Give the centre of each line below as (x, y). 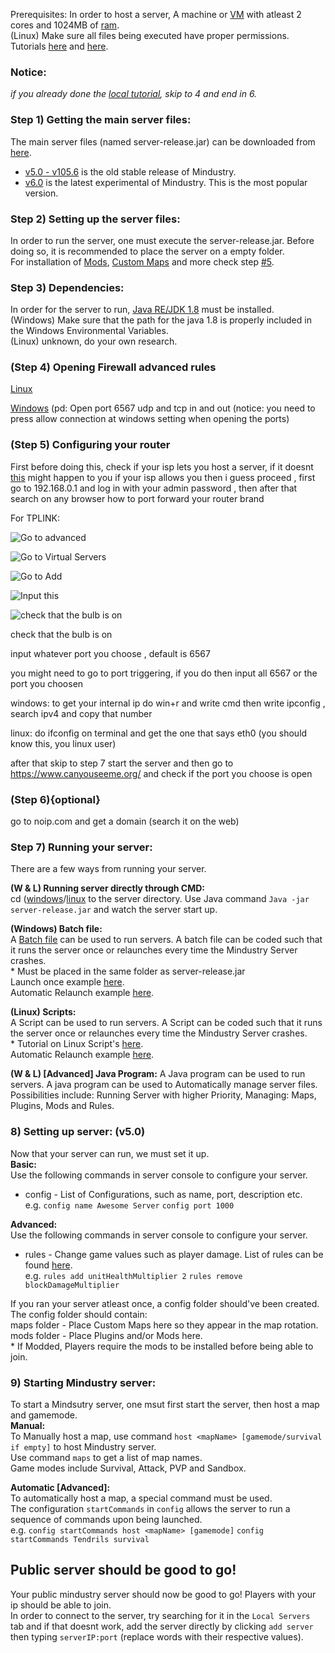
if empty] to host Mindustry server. (83, 1446)
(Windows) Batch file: (56, 929)
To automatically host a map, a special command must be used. (141, 1498)
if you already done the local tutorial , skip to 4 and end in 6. (134, 94)
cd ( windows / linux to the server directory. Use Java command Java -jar (160, 899)
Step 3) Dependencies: (67, 287)
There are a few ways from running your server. (108, 869)
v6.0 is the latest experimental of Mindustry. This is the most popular (166, 182)
